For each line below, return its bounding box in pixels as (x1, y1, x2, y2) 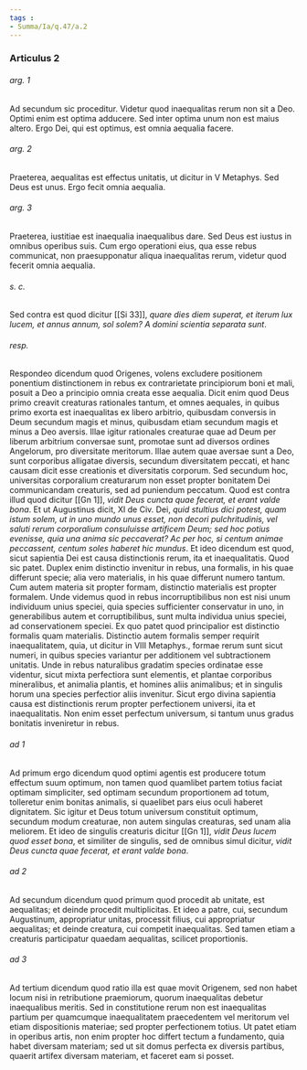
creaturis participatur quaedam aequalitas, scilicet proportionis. (9, 933, 249, 944)
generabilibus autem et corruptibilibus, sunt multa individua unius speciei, (9, 611, 288, 622)
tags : (9, 13, 35, 23)
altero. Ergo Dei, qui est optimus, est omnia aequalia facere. (9, 123, 235, 134)
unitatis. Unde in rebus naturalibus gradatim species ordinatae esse (9, 659, 263, 670)
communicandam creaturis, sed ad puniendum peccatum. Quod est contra (9, 485, 291, 496)
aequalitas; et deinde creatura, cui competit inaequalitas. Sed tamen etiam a (9, 923, 295, 934)
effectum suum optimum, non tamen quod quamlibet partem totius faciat (9, 776, 283, 787)
